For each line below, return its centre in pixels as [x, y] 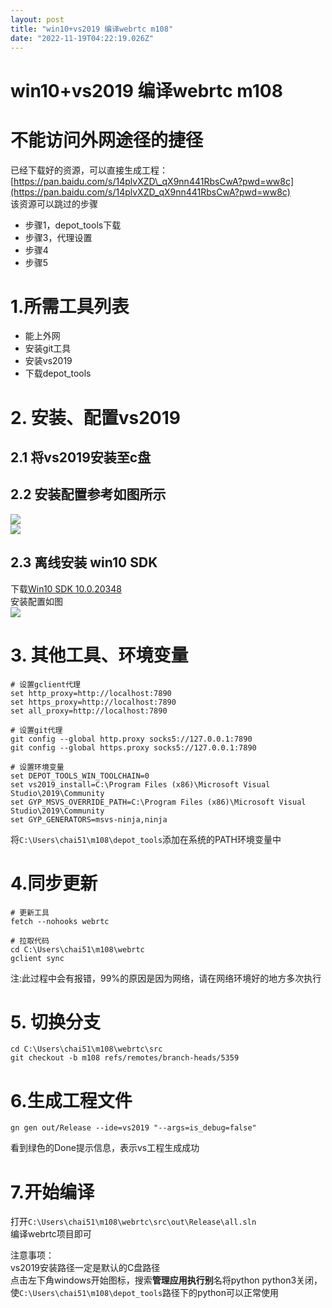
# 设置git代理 [36, 730]
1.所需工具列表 [70, 306]
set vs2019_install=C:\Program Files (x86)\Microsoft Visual [140, 784]
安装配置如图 [36, 601]
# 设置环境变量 [37, 767]
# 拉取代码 [30, 941]
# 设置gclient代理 [45, 684]
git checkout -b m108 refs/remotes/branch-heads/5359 [125, 1058]
